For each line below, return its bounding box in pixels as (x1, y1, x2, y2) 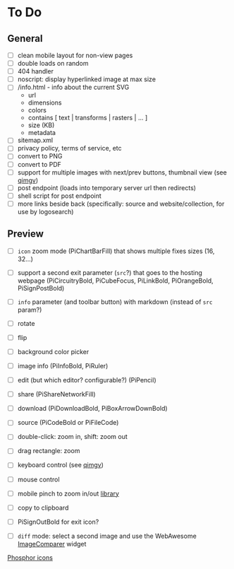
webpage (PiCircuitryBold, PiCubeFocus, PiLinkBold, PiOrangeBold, (17, 276, 214, 285)
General (7, 33, 44, 45)
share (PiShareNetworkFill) (17, 390, 97, 399)
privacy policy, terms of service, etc (17, 144, 122, 153)
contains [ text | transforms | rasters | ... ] (27, 114, 148, 122)
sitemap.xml (17, 136, 54, 145)
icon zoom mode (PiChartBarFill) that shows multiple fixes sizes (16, (17, 247, 215, 255)
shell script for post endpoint (17, 192, 102, 200)
